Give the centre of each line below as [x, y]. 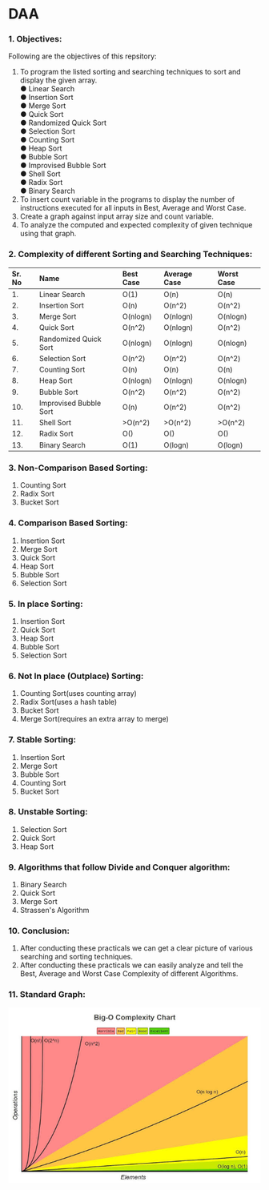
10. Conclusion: [39, 931]
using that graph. [48, 234]
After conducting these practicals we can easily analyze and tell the [131, 965]
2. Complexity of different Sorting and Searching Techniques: [130, 255]
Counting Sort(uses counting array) [78, 693]
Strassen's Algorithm [54, 911]
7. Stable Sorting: [42, 740]
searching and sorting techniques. [76, 957]
